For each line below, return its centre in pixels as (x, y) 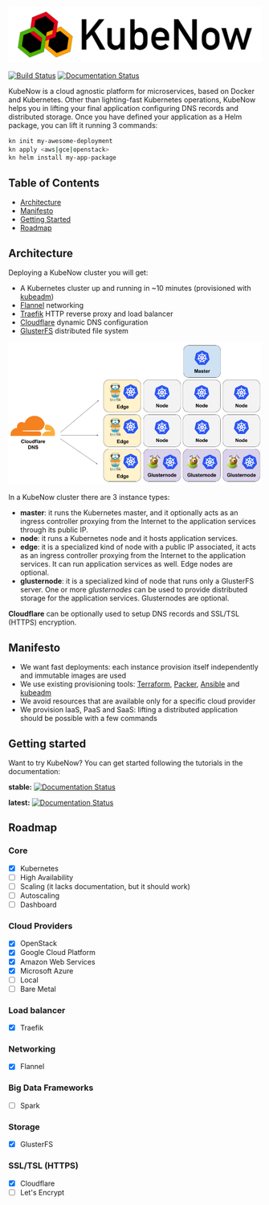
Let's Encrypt (42, 1192)
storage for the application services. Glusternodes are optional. (124, 598)
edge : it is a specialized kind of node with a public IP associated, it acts (138, 547)
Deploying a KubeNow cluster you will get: (78, 273)
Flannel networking (52, 305)
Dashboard (38, 905)
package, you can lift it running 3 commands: (83, 125)
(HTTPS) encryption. (43, 622)
